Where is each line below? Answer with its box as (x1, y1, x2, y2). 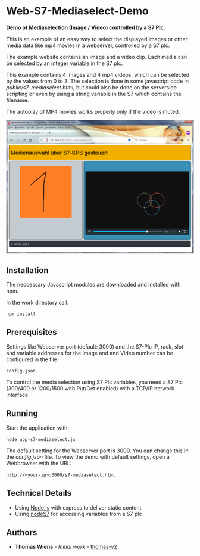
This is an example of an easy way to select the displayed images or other (6, 35, 187, 42)
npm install (6, 311, 36, 317)
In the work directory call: (6, 299, 69, 306)
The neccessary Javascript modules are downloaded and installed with (6, 281, 181, 288)
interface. (6, 391, 30, 398)
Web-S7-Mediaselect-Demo (6, 4, 149, 18)
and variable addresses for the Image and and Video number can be (6, 349, 174, 356)
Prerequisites (6, 327, 57, 337)
